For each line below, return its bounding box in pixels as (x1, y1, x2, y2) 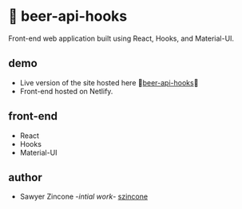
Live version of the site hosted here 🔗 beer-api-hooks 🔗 (19, 77, 199, 87)
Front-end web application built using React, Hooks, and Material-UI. (8, 34, 234, 43)
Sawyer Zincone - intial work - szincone (19, 191, 149, 202)
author (8, 171, 42, 184)
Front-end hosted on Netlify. (19, 86, 113, 96)
